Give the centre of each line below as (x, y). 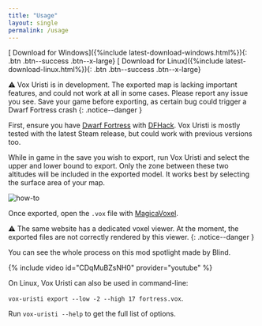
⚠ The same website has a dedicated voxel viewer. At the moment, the (124, 229)
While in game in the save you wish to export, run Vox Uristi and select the (129, 157)
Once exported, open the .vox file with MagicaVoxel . (94, 214)
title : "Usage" (33, 15)
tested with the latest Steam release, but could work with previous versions (130, 134)
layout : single (33, 23)
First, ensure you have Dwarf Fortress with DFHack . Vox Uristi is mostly (124, 125)
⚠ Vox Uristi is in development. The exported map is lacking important (123, 85)
